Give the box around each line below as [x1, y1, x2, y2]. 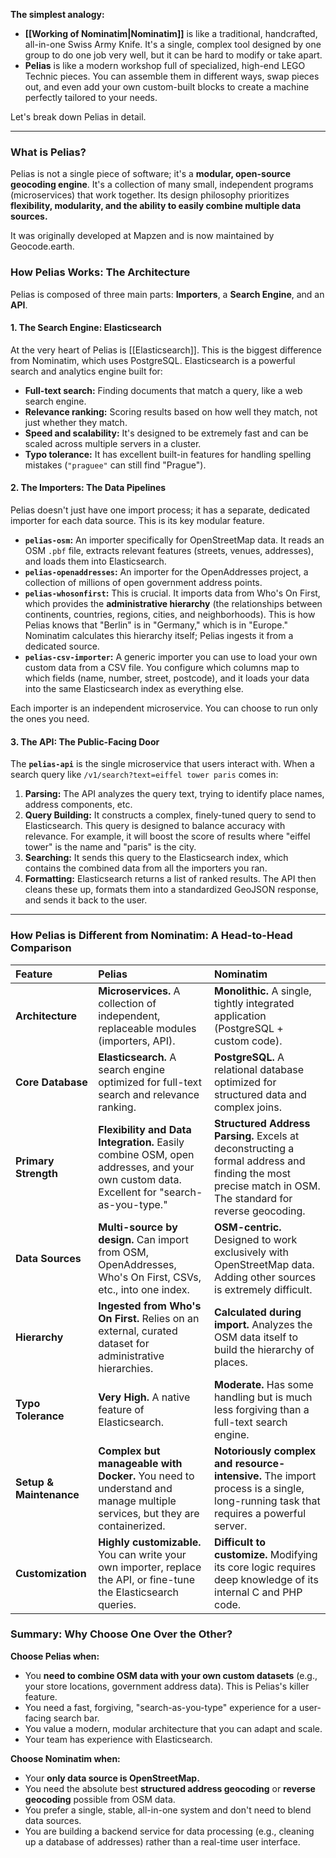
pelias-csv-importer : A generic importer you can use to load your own [24, 651, 318, 663]
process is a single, [214, 1481, 305, 1495]
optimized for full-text [98, 1075, 202, 1089]
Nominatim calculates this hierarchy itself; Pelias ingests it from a [24, 630, 294, 641]
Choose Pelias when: [10, 1650, 100, 1662]
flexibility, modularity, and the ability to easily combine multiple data [10, 200, 302, 212]
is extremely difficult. [214, 1282, 313, 1296]
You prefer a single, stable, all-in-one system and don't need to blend [24, 1804, 312, 1816]
